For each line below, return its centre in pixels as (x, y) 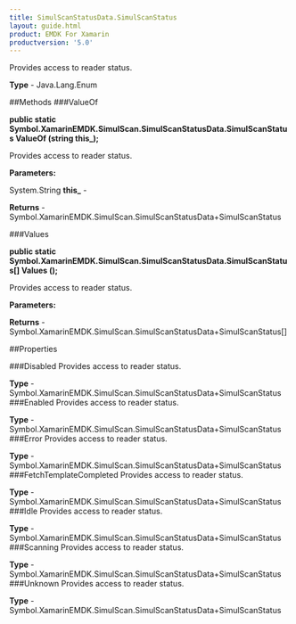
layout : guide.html (45, 26)
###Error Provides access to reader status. (88, 439)
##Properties (33, 349)
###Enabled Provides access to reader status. (95, 403)
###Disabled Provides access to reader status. (95, 366)
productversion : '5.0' (51, 42)
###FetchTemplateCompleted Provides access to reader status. (126, 475)
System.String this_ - (48, 190)
